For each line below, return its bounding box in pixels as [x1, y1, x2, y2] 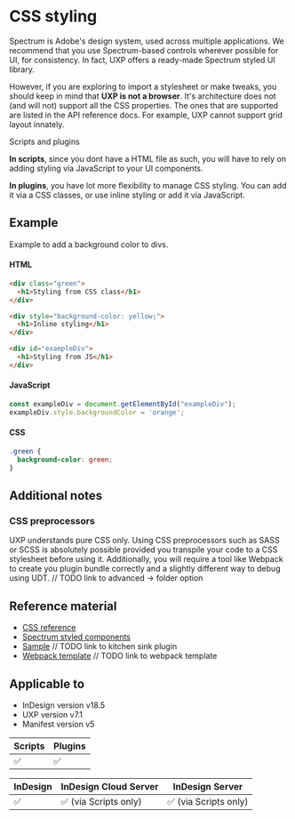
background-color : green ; [17, 455, 114, 464]
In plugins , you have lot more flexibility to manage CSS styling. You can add [9, 180, 287, 190]
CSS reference [21, 622, 76, 633]
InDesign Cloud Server [60, 780, 159, 792]
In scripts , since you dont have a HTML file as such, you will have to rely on [9, 153, 287, 164]
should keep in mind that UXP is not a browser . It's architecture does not [9, 91, 277, 101]
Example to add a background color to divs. [9, 238, 169, 250]
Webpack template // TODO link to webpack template [21, 651, 218, 662]
